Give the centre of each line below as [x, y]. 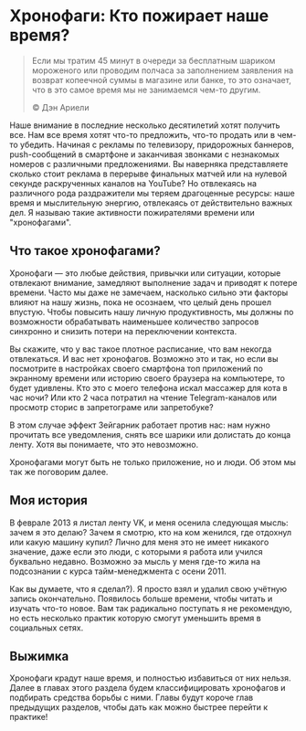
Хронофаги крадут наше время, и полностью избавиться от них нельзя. [150, 678]
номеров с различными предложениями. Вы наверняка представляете [149, 164]
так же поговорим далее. [59, 471]
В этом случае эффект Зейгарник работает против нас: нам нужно [140, 425]
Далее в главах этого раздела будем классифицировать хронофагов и [148, 688]
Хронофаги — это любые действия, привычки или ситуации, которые [145, 273]
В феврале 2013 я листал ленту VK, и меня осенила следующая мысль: [149, 523]
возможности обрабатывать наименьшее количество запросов [134, 322]
